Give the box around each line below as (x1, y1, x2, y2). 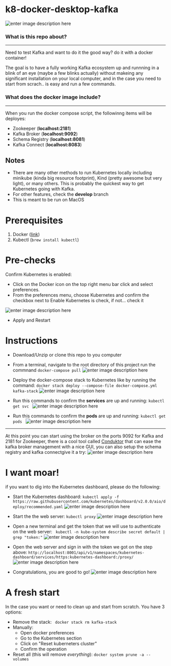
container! (5, 55, 27, 61)
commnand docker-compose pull (12, 367, 81, 373)
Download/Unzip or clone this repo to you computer (12, 352, 122, 358)
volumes (12, 657, 29, 662)
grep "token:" (12, 535, 43, 540)
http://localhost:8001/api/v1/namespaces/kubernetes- (28, 551, 145, 556)
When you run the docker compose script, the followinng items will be (5, 110, 152, 116)
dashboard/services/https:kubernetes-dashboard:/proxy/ (12, 555, 134, 560)
